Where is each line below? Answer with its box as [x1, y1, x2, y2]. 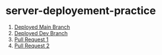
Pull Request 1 [14, 36, 49, 43]
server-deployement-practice [5, 4, 156, 18]
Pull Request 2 [14, 42, 50, 49]
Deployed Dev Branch [14, 29, 68, 36]
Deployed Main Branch [14, 23, 71, 30]
